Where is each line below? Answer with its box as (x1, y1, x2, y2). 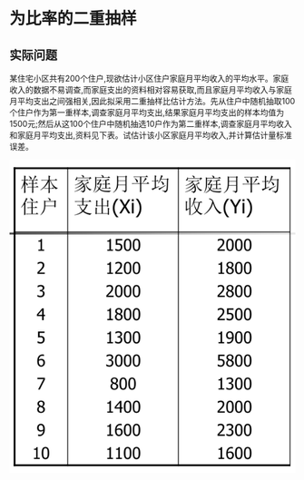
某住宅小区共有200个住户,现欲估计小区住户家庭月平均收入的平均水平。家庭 (9, 73, 289, 83)
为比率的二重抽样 (9, 8, 138, 29)
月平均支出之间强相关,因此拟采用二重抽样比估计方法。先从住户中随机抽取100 (9, 96, 296, 106)
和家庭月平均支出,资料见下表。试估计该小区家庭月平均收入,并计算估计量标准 (9, 130, 293, 141)
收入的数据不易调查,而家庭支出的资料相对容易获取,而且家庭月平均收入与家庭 (9, 84, 293, 95)
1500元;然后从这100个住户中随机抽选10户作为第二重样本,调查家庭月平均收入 (9, 119, 292, 129)
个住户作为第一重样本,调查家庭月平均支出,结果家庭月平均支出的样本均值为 (9, 107, 285, 118)
